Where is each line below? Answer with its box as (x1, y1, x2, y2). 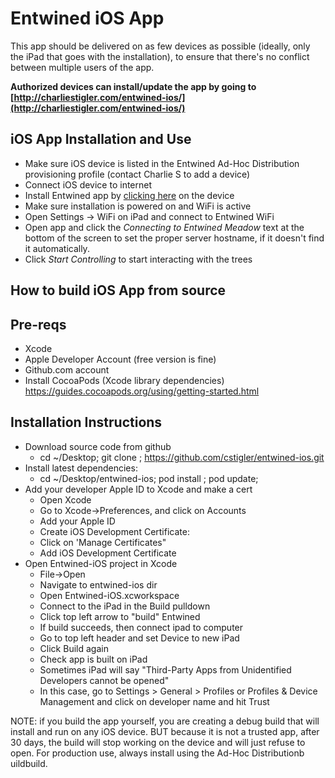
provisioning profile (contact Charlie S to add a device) (24, 168, 251, 180)
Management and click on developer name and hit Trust (39, 695, 270, 707)
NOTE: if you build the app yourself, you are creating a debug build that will (10, 715, 320, 727)
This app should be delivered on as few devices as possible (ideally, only (10, 40, 311, 52)
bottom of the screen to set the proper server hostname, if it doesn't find (24, 232, 325, 244)
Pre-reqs (10, 316, 67, 333)
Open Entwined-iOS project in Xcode (24, 557, 178, 569)
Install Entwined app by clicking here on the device (24, 189, 235, 201)
